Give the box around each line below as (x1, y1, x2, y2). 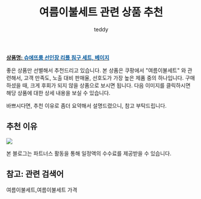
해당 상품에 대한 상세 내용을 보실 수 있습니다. (6, 89, 111, 96)
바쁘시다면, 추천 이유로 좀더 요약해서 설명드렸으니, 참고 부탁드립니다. (6, 102, 167, 109)
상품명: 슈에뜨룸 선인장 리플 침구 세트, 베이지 (6, 54, 110, 61)
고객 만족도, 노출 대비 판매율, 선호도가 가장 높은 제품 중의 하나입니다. (23, 74, 184, 81)
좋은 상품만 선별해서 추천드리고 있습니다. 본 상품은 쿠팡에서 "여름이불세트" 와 (6, 67, 187, 74)
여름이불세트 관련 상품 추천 (39, 5, 164, 19)
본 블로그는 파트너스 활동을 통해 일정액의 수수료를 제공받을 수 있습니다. (6, 150, 172, 157)
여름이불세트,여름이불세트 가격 (6, 186, 78, 193)
